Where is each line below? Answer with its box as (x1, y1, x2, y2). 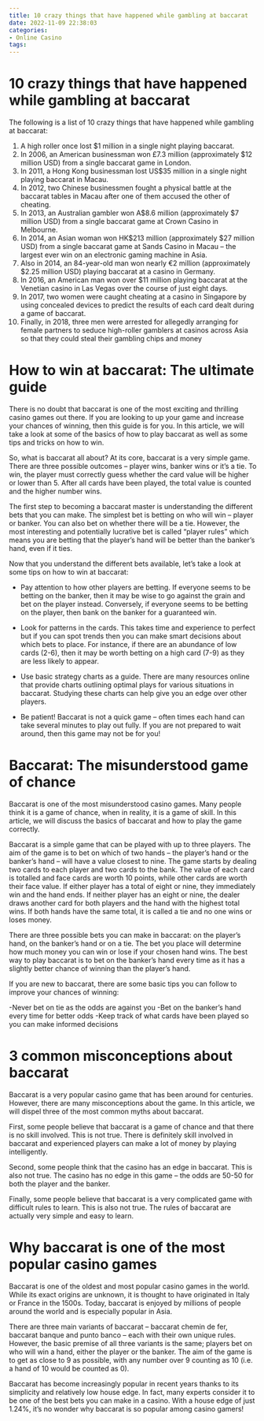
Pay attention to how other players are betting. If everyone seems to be (20, 582, 251, 592)
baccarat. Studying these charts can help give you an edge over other (20, 689, 247, 697)
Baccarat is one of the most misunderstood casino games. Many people (9, 799, 242, 809)
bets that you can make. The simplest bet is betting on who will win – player (9, 510, 254, 519)
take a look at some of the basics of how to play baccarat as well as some (9, 430, 248, 438)
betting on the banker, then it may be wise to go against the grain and (20, 591, 246, 600)
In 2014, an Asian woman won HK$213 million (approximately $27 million (20, 233, 255, 243)
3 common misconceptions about (9, 1047, 233, 1065)
